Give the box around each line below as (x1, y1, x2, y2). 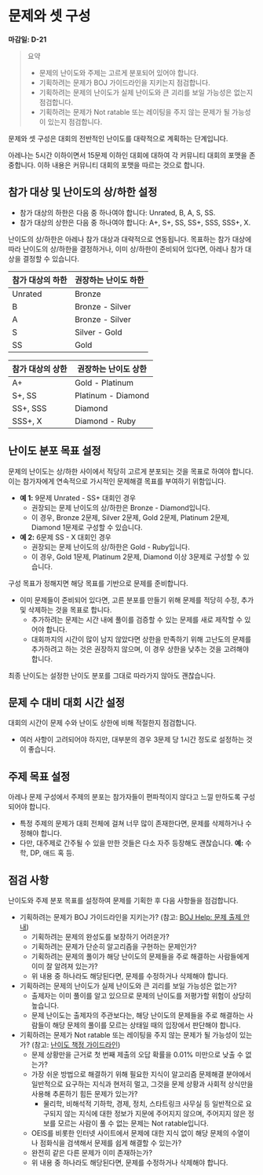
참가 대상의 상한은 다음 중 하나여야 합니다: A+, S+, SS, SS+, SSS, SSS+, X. (19, 218, 251, 227)
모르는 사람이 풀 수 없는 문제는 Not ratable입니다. (57, 1118, 210, 1128)
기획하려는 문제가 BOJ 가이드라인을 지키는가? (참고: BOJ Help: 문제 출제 (19, 913, 242, 921)
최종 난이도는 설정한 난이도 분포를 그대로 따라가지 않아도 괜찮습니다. (8, 671, 216, 680)
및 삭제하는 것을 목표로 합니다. (19, 605, 112, 614)
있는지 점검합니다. (47, 117, 103, 126)
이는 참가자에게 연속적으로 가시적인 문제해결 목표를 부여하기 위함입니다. (8, 476, 226, 485)
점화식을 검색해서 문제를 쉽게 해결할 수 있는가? (39, 1138, 182, 1148)
